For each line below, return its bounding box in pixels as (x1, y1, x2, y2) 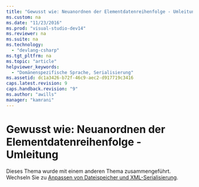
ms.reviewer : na (6, 31, 46, 37)
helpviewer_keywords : (6, 64, 60, 70)
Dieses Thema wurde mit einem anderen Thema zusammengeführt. (6, 167, 171, 175)
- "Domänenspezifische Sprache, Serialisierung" (11, 69, 134, 75)
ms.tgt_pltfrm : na (6, 53, 52, 59)
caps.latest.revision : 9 (6, 81, 68, 87)
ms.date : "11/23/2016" (6, 20, 62, 26)
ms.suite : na (6, 36, 38, 42)
